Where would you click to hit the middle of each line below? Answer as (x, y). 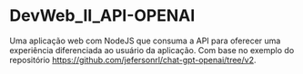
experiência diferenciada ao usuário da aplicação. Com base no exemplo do (152, 50)
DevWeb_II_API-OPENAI (102, 16)
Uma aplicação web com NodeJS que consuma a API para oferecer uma (145, 41)
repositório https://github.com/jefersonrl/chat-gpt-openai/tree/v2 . (133, 60)
